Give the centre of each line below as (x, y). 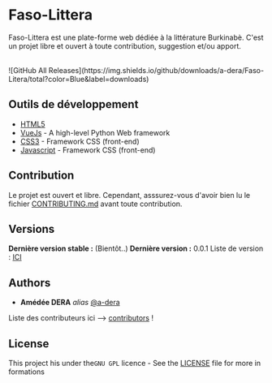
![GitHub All (28, 70)
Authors (30, 283)
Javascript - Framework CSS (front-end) (88, 150)
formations (26, 372)
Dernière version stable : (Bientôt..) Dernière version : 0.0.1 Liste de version (136, 248)
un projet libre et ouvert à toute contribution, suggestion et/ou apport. (125, 45)
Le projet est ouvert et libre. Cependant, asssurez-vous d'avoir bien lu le (130, 195)
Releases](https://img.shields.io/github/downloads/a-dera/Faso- (156, 70)
